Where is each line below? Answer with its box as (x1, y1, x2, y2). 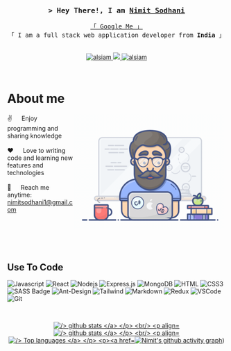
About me (7, 91, 65, 106)
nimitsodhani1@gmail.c (7, 198, 73, 206)
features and (7, 161, 44, 170)
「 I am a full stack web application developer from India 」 (8, 31, 225, 40)
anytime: (7, 190, 33, 199)
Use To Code (7, 261, 64, 273)
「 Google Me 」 (89, 23, 144, 31)
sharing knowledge (7, 131, 62, 140)
